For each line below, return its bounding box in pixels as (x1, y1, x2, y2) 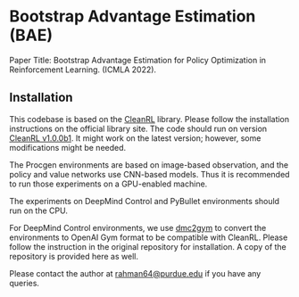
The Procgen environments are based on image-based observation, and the (9, 159, 288, 170)
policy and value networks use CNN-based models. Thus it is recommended (9, 169, 290, 179)
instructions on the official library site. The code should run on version (9, 123, 268, 134)
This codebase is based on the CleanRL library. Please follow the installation (9, 113, 290, 124)
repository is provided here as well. (9, 251, 138, 261)
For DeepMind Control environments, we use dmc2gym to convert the (9, 222, 267, 233)
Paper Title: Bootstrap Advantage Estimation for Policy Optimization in (9, 54, 266, 65)
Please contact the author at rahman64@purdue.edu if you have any (9, 268, 262, 278)
